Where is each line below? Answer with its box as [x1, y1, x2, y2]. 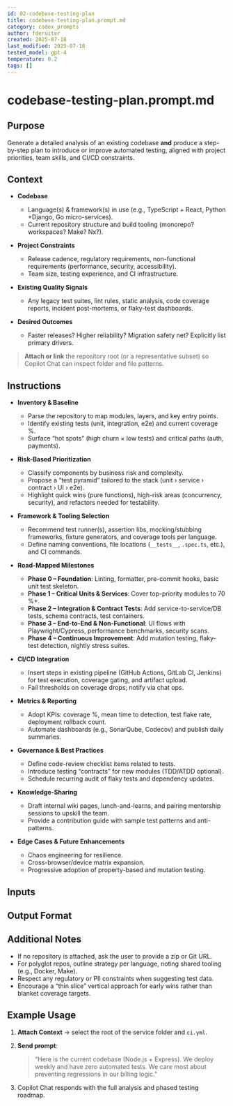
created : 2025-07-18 [7, 36, 67, 43]
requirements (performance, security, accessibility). [27, 263, 177, 271]
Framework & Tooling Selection [17, 512, 110, 520]
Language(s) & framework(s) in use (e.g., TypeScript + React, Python [27, 205, 226, 214]
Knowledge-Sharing [17, 788, 78, 797]
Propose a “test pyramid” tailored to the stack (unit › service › [27, 476, 204, 485]
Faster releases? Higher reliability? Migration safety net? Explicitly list [27, 331, 226, 339]
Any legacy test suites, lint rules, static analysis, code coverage [27, 297, 210, 305]
